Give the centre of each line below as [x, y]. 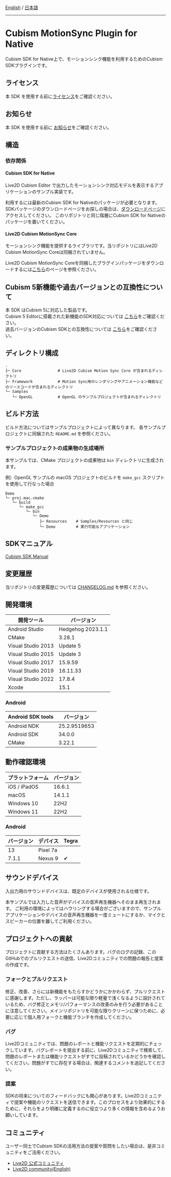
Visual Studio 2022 [31, 679]
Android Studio [26, 629]
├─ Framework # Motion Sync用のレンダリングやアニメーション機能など [84, 382]
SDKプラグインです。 [27, 65]
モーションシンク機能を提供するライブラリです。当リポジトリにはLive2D [81, 246]
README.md [66, 434]
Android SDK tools [31, 717]
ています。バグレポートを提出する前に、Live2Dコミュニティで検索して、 [90, 1050]
